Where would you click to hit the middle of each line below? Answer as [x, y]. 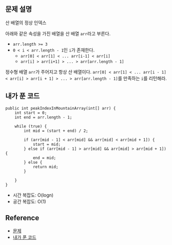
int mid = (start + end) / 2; [56, 131]
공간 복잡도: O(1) [29, 201]
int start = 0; [31, 113]
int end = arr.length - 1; [43, 117]
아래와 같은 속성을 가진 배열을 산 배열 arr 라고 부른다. [58, 33]
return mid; [45, 167]
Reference [22, 218]
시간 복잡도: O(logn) [33, 195]
